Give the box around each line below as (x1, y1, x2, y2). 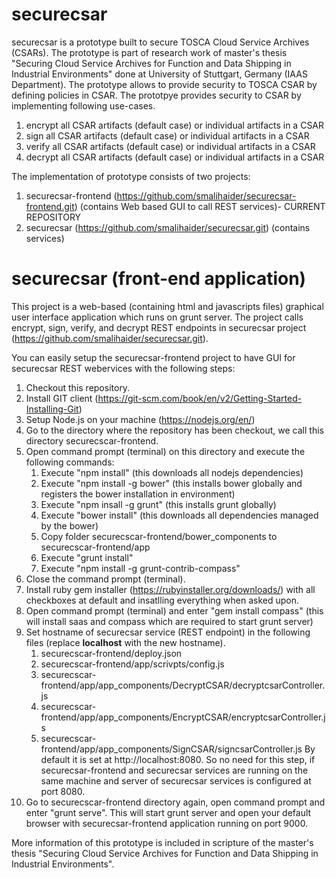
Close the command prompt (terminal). (25, 573, 186, 585)
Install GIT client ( (25, 392, 99, 404)
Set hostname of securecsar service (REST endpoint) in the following (25, 626, 311, 638)
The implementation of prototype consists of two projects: (11, 170, 251, 182)
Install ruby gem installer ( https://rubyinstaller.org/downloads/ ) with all (25, 583, 316, 595)
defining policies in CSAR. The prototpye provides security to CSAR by (11, 89, 302, 101)
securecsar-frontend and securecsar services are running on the (40, 764, 309, 776)
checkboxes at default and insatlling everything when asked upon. (25, 594, 300, 606)
